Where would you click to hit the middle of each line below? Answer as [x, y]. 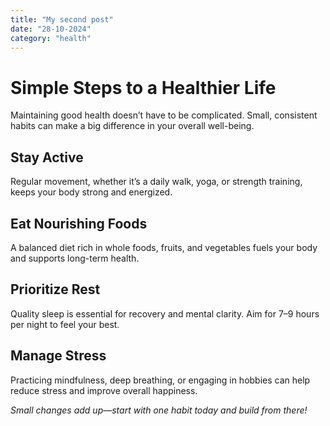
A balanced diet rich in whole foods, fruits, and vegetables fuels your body [164, 247]
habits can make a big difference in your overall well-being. [132, 126]
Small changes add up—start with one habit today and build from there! [159, 410]
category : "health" [51, 38]
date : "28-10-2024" [51, 29]
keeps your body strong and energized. [91, 192]
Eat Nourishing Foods [79, 223]
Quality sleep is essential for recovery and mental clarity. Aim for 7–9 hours [165, 313]
